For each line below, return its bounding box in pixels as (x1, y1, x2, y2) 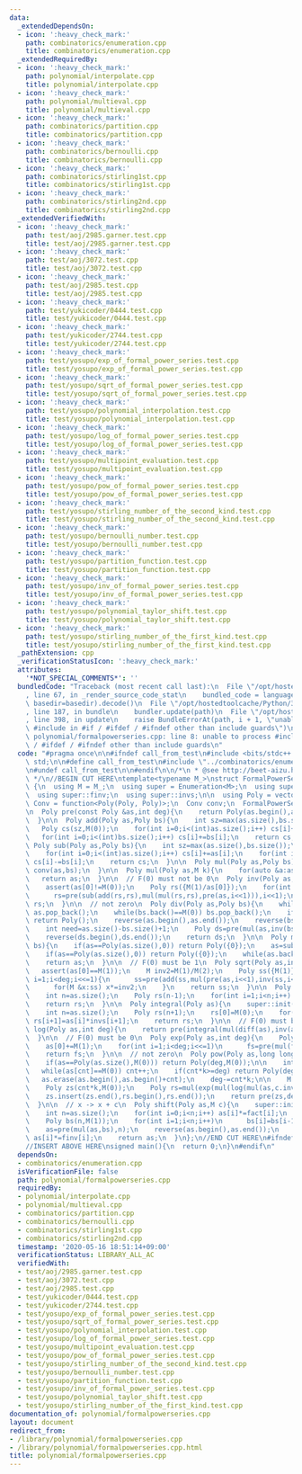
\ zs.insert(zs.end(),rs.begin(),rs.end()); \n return (25, 1092, 255, 1101)
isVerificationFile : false (17, 1166, 119, 1176)
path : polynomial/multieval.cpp (25, 96, 147, 106)
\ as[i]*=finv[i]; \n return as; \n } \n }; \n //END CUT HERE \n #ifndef (25, 1134, 296, 1143)
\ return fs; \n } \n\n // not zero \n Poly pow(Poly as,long (25, 1050, 276, 1059)
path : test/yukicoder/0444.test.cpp (25, 306, 164, 315)
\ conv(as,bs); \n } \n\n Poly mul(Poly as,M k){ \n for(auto (25, 866, 271, 875)
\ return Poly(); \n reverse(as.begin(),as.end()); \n (25, 916, 240, 925)
